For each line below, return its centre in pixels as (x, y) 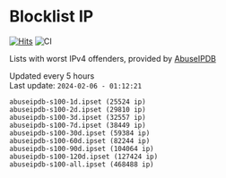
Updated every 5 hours (52, 76)
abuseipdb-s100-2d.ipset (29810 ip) (78, 109)
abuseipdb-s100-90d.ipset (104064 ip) (82, 148)
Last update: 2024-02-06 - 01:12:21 (75, 85)
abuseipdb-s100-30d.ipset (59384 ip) (80, 133)
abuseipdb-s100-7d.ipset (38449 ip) (78, 125)
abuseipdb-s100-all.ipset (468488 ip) (82, 164)
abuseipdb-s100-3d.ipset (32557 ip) (78, 117)
